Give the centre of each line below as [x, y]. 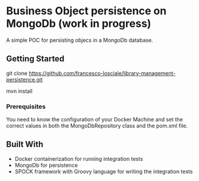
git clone [17, 73]
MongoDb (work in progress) [79, 24]
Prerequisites [26, 107]
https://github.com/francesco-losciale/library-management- [102, 73]
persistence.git [24, 79]
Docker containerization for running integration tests [79, 158]
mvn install [19, 91]
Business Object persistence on [86, 11]
